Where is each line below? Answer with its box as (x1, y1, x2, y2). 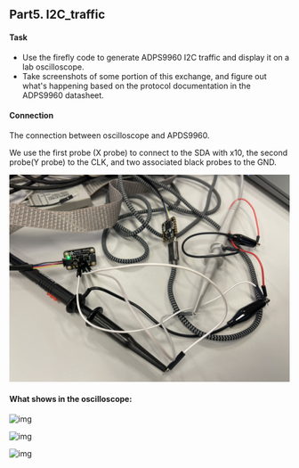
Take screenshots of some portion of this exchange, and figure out (21, 70, 267, 81)
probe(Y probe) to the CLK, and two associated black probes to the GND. (9, 156, 278, 168)
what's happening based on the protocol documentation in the (21, 80, 251, 91)
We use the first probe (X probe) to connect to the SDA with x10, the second (9, 147, 288, 158)
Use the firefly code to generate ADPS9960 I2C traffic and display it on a (21, 52, 290, 62)
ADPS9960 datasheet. (21, 89, 104, 101)
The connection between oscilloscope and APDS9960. (9, 129, 211, 141)
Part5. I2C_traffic (9, 7, 106, 22)
